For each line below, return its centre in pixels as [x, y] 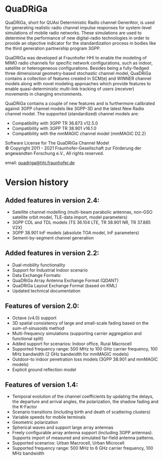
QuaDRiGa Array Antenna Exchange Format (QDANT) [65, 280]
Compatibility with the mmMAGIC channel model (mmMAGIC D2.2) [79, 133]
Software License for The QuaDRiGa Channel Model [57, 143]
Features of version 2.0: [42, 306]
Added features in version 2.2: [52, 253]
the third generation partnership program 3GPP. [53, 48]
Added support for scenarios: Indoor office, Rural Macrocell [72, 344]
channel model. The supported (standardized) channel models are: [72, 113]
